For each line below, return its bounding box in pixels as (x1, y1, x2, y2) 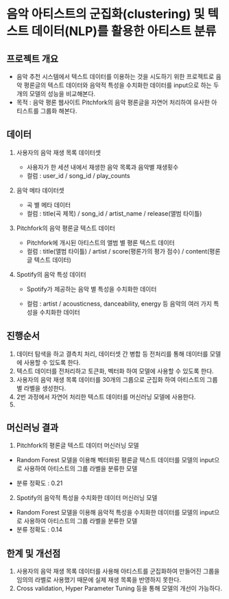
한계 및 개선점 (6, 547, 61, 559)
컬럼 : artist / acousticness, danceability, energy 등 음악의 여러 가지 (26, 299, 213, 308)
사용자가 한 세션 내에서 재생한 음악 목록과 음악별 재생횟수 (26, 163, 179, 171)
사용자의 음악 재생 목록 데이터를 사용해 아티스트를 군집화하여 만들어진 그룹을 (16, 567, 220, 576)
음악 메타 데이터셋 (16, 186, 64, 194)
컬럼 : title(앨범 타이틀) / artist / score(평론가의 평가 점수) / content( (26, 247, 210, 255)
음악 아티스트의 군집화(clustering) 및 (6, 6, 205, 22)
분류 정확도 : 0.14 (16, 525, 63, 534)
